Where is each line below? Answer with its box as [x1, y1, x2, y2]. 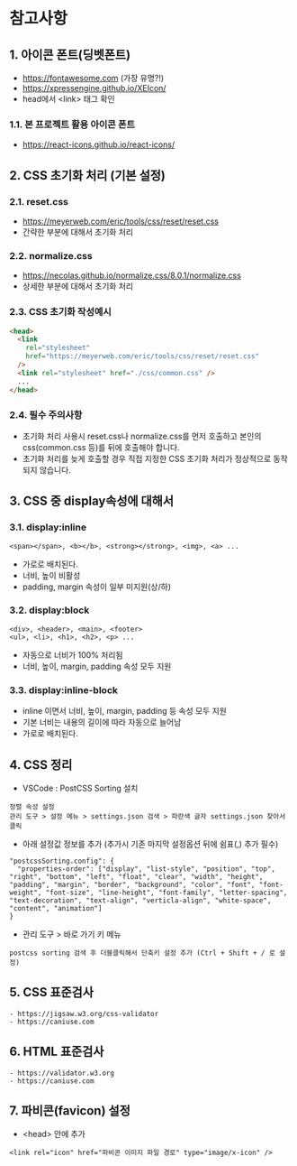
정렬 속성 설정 [9, 802, 55, 811]
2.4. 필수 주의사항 [9, 408, 83, 421]
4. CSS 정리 [9, 757, 73, 773]
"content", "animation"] [9, 903, 103, 912]
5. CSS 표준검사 [9, 985, 94, 1000]
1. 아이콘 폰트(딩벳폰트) [9, 47, 131, 62]
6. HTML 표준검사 [9, 1044, 104, 1060]
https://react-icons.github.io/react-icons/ [22, 139, 175, 150]
